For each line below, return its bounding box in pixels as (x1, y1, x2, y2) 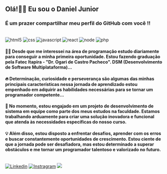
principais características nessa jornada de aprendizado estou (5, 81, 138, 87)
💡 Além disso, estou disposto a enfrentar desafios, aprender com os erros (5, 130, 162, 136)
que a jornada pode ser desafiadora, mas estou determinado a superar (5, 141, 155, 147)
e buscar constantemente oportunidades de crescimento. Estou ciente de (5, 136, 161, 142)
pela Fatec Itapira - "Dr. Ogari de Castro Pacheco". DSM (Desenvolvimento (5, 59, 163, 65)
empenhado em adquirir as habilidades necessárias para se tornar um (5, 87, 154, 92)
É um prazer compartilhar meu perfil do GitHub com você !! (5, 20, 151, 27)
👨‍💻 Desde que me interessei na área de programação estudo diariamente (5, 48, 160, 54)
